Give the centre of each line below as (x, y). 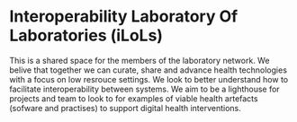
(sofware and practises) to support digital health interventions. (125, 108)
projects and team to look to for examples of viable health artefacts (134, 98)
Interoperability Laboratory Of (124, 17)
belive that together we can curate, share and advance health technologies (148, 70)
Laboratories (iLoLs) (86, 35)
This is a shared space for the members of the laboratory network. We (139, 60)
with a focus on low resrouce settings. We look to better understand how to (149, 79)
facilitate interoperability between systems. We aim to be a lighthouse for (145, 89)
